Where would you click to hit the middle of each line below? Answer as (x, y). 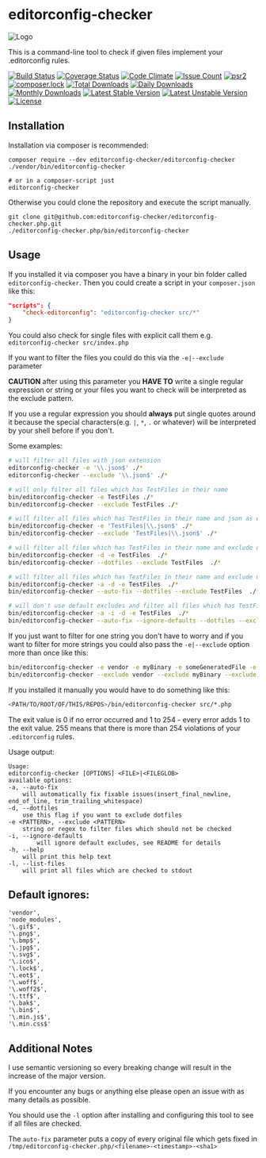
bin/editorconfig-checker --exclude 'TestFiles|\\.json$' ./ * (113, 533)
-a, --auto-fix (33, 787)
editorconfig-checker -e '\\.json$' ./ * (76, 468)
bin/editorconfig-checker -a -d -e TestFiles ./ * (93, 584)
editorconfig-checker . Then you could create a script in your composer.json (132, 283)
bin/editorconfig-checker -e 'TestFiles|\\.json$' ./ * (101, 526)
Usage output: (32, 752)
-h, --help (26, 850)
